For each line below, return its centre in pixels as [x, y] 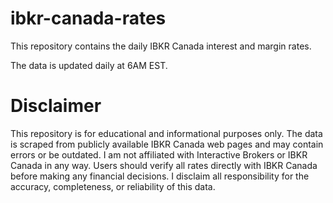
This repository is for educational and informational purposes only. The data [166, 133]
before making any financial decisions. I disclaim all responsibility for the [160, 176]
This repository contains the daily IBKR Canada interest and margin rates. [161, 46]
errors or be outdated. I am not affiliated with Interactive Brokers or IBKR [159, 154]
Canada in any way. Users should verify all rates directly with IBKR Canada [164, 165]
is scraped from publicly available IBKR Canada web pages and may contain [167, 144]
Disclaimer [56, 106]
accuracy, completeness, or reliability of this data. [113, 186]
